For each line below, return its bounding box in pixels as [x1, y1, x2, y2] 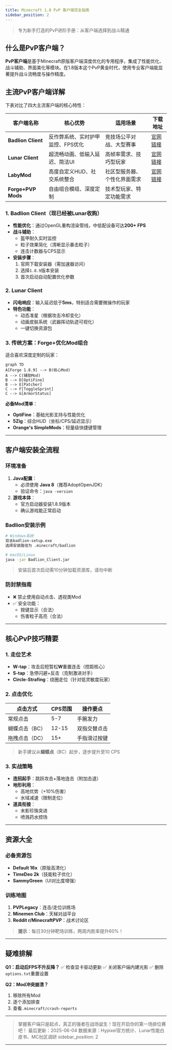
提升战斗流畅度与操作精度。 [9, 71, 68, 77]
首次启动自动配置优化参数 [20, 274, 75, 280]
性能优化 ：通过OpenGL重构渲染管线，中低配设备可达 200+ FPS [12, 222, 146, 229]
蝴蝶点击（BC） [8, 725, 46, 732]
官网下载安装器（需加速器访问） [20, 261, 88, 267]
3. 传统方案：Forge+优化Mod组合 [5, 339, 89, 346]
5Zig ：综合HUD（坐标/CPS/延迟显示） [12, 418, 95, 424]
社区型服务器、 [105, 168, 142, 175]
